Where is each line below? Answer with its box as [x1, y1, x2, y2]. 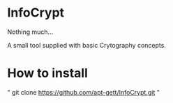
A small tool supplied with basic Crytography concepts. [7, 41, 166, 49]
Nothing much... [7, 28, 54, 36]
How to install [7, 66, 89, 81]
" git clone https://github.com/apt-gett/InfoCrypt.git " [7, 88, 160, 96]
